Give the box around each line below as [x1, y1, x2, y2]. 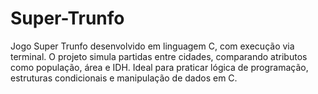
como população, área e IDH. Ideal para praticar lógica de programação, [10, 61, 309, 73]
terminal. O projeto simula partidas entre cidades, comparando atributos [10, 50, 308, 62]
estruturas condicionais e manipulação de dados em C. [10, 72, 238, 84]
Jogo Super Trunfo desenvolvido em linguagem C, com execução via [10, 40, 295, 52]
